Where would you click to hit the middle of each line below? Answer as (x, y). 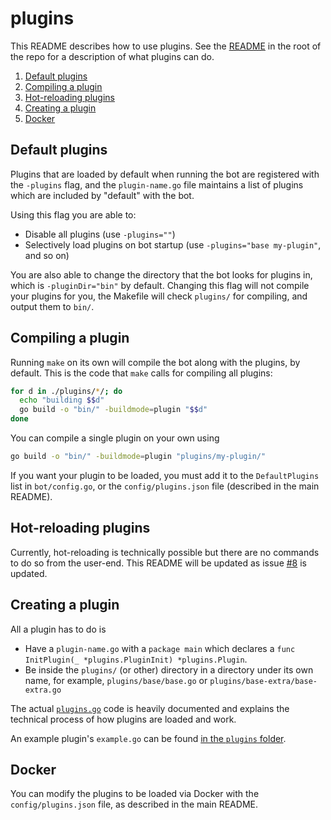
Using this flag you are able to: (73, 214)
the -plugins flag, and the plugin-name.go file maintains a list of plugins (157, 184)
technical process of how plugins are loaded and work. (123, 719)
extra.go (43, 690)
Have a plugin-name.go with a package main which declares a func (160, 648)
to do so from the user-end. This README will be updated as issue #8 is (158, 563)
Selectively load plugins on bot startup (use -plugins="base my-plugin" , (173, 244)
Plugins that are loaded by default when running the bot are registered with (165, 174)
